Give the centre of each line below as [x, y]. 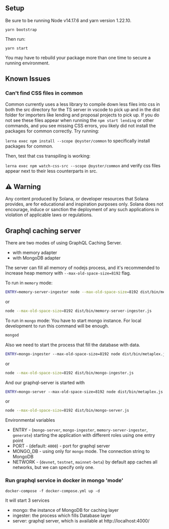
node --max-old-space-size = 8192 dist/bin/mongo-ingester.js [70, 373]
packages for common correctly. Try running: [52, 131]
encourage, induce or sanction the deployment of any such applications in [82, 210]
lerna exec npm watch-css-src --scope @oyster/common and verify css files [83, 165]
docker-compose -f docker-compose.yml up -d [53, 491]
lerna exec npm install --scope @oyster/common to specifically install [77, 141]
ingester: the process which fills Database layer [62, 515]
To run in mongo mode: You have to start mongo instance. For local [73, 320]
